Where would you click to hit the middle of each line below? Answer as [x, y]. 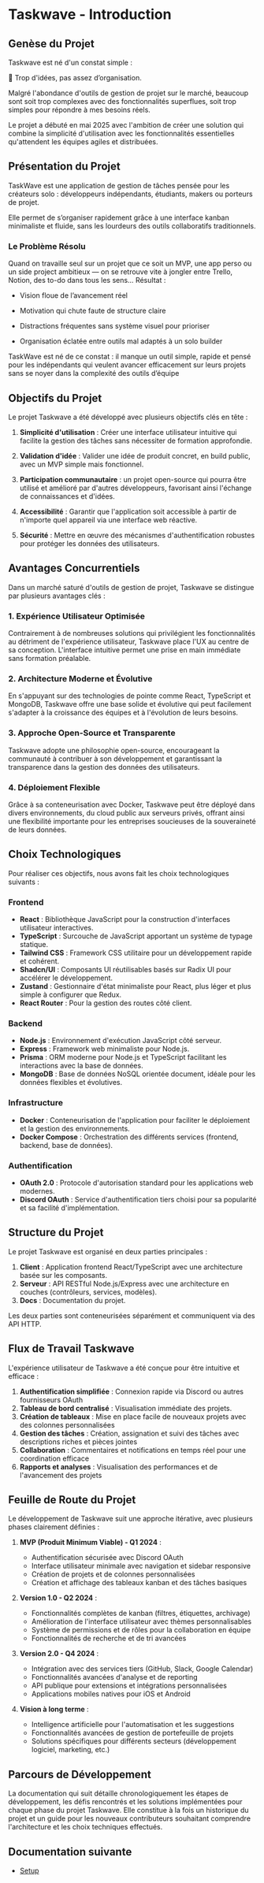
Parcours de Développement [80, 1774]
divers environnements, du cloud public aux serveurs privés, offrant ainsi [127, 812]
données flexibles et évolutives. [71, 1083]
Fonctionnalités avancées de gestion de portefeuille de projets [132, 1733]
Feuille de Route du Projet [72, 1500]
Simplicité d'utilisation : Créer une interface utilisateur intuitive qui [128, 432]
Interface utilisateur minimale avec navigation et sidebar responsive [141, 1566]
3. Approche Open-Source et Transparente [92, 733]
